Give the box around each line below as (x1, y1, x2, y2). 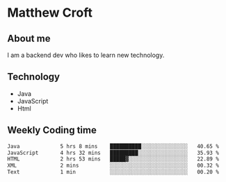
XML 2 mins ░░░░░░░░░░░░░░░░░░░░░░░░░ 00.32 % (7, 162, 219, 169)
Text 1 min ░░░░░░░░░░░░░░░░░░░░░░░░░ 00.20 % (7, 169, 219, 176)
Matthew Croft (7, 5, 92, 21)
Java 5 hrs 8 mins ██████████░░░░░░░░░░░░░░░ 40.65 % (7, 142, 219, 150)
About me (7, 33, 51, 44)
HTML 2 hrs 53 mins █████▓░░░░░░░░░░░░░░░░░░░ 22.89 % (7, 156, 219, 163)
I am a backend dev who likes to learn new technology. (7, 51, 165, 59)
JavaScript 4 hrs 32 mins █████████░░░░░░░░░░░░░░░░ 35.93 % (7, 149, 219, 156)
